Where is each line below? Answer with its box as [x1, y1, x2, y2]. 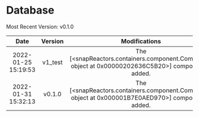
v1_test [42, 58, 63, 66]
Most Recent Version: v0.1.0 [6, 23, 74, 30]
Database [6, 4, 54, 17]
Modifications [121, 37, 161, 45]
